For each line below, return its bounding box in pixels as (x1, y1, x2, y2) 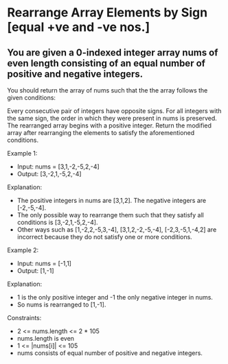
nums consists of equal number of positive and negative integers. (16, 349, 203, 357)
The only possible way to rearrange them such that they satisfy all (16, 211, 204, 219)
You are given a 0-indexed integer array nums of (7, 47, 218, 58)
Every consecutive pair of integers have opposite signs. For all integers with (7, 107, 222, 114)
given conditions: (7, 94, 56, 101)
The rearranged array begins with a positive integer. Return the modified (7, 121, 212, 130)
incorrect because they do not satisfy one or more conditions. (16, 233, 192, 241)
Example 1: (7, 149, 38, 157)
